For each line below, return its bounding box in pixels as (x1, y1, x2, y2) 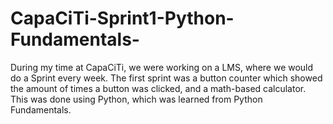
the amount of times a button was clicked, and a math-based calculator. (10, 82, 307, 94)
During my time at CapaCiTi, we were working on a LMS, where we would (10, 61, 314, 73)
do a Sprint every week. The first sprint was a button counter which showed (10, 72, 323, 84)
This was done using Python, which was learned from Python (10, 93, 263, 105)
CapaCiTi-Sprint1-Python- (10, 7, 235, 30)
